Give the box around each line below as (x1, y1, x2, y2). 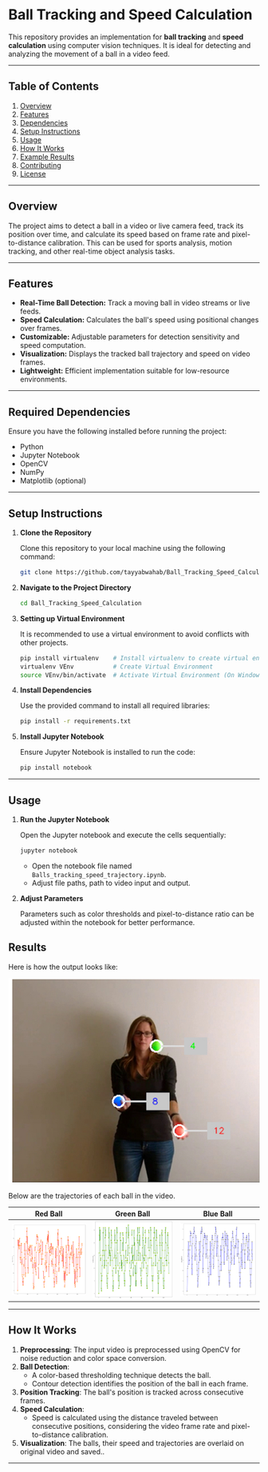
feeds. (19, 306, 41, 317)
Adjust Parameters (19, 893, 84, 903)
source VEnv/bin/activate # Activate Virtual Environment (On (19, 671, 235, 679)
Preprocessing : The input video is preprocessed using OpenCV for (19, 1345, 241, 1354)
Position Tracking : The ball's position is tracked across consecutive (19, 1387, 244, 1397)
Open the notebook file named (31, 861, 132, 871)
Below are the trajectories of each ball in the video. (8, 1191, 175, 1201)
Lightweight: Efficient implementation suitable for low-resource (19, 366, 230, 376)
